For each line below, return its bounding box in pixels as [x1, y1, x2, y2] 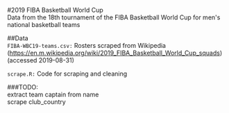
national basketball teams [7, 21, 80, 28]
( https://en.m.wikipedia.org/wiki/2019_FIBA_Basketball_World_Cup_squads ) [7, 49, 223, 57]
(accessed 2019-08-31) [7, 56, 74, 64]
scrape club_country [7, 98, 66, 106]
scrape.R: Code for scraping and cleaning [7, 69, 128, 78]
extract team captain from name [7, 90, 99, 98]
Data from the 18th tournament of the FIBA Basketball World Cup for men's [7, 13, 221, 21]
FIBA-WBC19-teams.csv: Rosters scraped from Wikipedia [7, 42, 167, 49]
